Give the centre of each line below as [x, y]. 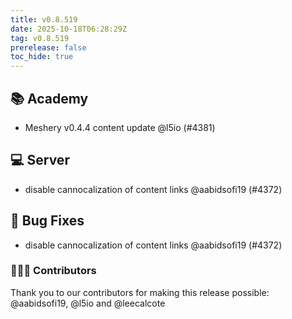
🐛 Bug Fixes [47, 221]
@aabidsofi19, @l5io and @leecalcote [88, 303]
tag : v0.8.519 [40, 38]
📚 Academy [49, 98]
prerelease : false [48, 47]
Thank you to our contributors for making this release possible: [140, 292]
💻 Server [40, 160]
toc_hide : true [42, 57]
